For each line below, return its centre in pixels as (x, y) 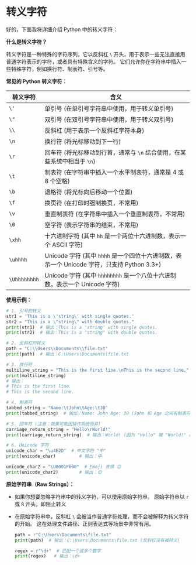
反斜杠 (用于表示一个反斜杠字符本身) (94, 131)
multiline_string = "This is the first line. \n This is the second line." (98, 370)
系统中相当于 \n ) (73, 161)
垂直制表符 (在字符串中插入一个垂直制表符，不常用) (115, 214)
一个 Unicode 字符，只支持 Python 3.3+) (106, 264)
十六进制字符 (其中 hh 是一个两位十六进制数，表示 (113, 236)
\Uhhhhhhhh (24, 279)
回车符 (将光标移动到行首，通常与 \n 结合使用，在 (113, 152)
